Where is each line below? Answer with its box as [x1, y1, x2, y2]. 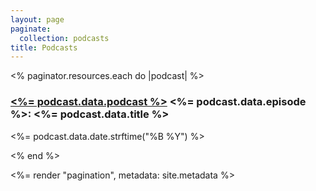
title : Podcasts [10, 42, 78, 53]
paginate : [10, 24, 52, 34]
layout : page [10, 14, 65, 25]
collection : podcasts [19, 33, 110, 43]
